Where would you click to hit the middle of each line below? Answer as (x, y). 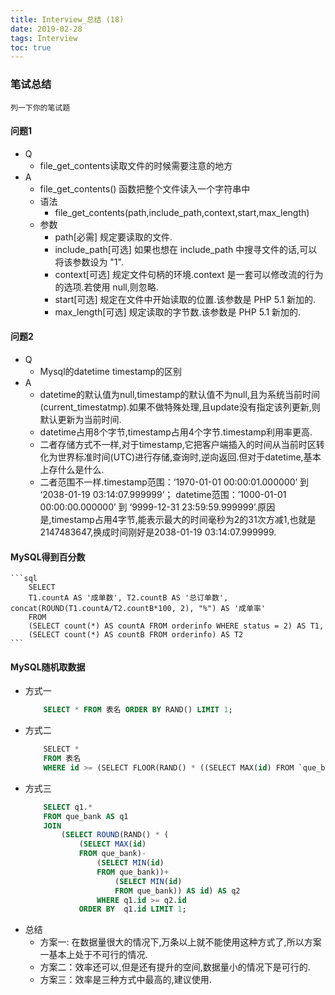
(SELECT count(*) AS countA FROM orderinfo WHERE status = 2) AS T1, (176, 626)
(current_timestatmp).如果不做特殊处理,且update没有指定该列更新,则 (180, 407)
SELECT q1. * (68, 807)
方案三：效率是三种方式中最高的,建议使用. (125, 980)
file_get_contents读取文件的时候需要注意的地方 (136, 165)
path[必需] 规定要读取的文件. (113, 237)
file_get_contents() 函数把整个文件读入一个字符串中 (145, 188)
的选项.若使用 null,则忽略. (106, 287)
